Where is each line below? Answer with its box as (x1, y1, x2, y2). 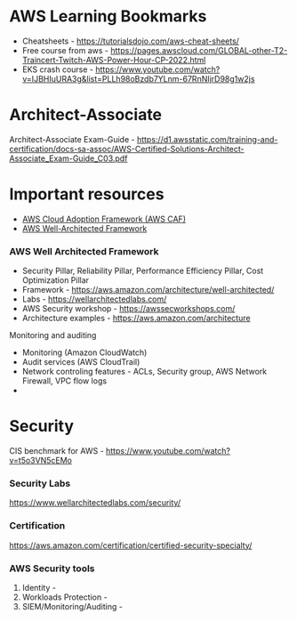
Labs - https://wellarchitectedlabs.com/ (21, 294, 167, 304)
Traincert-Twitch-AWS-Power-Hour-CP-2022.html (21, 54, 206, 65)
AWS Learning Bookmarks (9, 6, 207, 27)
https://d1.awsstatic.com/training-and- (136, 133, 278, 144)
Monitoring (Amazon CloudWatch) (21, 347, 148, 358)
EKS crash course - (21, 64, 94, 75)
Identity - (21, 582, 56, 593)
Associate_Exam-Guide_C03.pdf (9, 153, 128, 164)
